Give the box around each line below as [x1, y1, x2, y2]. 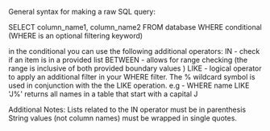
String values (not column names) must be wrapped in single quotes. [8, 113, 238, 123]
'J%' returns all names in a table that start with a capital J [8, 89, 198, 99]
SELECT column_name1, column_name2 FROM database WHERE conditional [8, 23, 262, 31]
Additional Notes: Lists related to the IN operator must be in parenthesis [8, 104, 247, 114]
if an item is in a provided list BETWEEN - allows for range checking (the [8, 55, 248, 64]
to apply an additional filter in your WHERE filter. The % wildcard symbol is [8, 72, 255, 81]
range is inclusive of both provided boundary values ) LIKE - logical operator [8, 63, 262, 73]
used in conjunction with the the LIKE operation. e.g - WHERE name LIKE [8, 80, 250, 90]
